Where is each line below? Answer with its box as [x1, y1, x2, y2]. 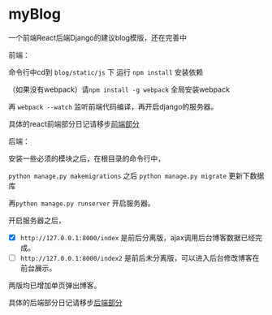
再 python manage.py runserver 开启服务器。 [8, 198, 156, 208]
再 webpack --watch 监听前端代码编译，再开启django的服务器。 [8, 101, 218, 111]
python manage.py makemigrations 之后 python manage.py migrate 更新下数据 [8, 170, 265, 180]
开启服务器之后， [8, 215, 66, 225]
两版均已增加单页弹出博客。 [8, 281, 101, 291]
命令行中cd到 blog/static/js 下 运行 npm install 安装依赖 [8, 67, 204, 77]
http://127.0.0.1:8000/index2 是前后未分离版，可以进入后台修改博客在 [19, 253, 260, 262]
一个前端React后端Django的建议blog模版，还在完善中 [8, 32, 188, 42]
